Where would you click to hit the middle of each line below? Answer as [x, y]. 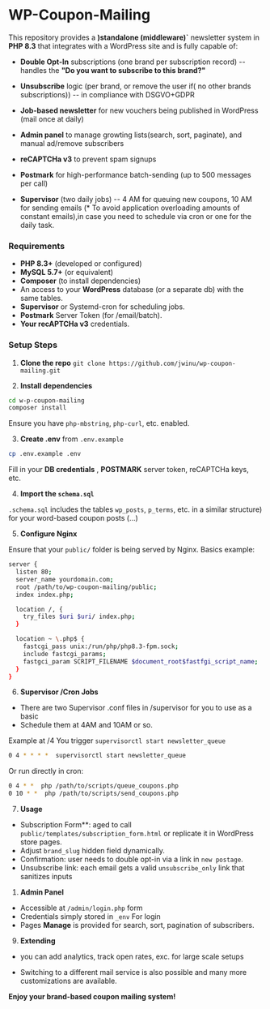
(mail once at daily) [52, 118]
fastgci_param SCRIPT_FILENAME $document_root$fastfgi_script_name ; [141, 661]
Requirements [37, 246]
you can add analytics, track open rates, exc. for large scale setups [132, 957]
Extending [38, 941]
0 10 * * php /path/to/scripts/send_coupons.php [94, 794]
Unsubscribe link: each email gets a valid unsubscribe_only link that [132, 868]
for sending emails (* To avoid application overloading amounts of [130, 208]
